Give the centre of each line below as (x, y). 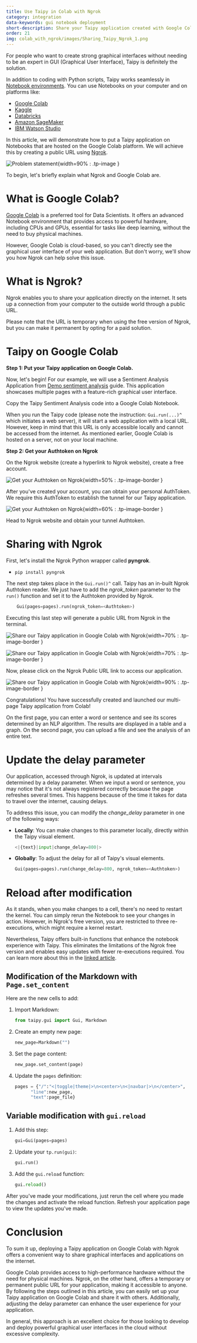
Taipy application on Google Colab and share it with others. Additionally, (93, 1297)
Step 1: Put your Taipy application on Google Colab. (70, 368)
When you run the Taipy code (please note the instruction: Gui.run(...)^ (94, 415)
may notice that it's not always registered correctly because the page (90, 789)
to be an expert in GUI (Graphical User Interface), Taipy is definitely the (92, 62)
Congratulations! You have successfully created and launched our (86, 700)
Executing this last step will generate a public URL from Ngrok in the (88, 617)
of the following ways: (33, 819)
